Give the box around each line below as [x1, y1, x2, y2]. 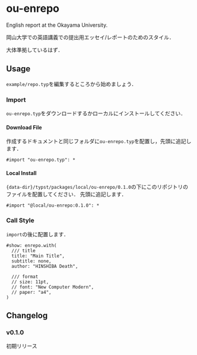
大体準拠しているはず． [6, 46, 63, 53]
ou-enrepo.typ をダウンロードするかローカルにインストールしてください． [6, 110, 186, 117]
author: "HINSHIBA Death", [11, 263, 78, 269]
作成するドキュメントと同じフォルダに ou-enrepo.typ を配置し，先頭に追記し [6, 138, 192, 145]
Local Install [6, 169, 37, 176]
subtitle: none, [11, 258, 52, 264]
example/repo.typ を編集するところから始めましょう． [6, 80, 137, 87]
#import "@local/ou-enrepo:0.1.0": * [6, 202, 100, 209]
